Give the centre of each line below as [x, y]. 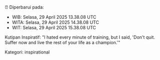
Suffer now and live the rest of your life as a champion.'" [62, 42]
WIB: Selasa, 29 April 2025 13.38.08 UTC [54, 17]
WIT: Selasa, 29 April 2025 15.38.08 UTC [54, 28]
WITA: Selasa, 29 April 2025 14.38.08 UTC [55, 22]
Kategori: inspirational [27, 52]
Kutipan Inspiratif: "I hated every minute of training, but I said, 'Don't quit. [80, 37]
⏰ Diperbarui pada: [24, 7]
